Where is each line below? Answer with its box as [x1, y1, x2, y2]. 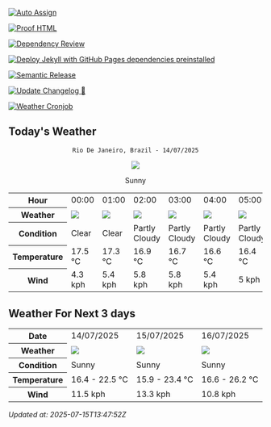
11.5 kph [71, 388, 106, 400]
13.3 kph [135, 388, 171, 400]
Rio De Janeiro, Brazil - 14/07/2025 [72, 146, 199, 154]
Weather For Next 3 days [8, 307, 135, 320]
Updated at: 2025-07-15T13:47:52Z [8, 410, 127, 420]
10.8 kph [201, 388, 236, 400]
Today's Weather [8, 125, 97, 139]
